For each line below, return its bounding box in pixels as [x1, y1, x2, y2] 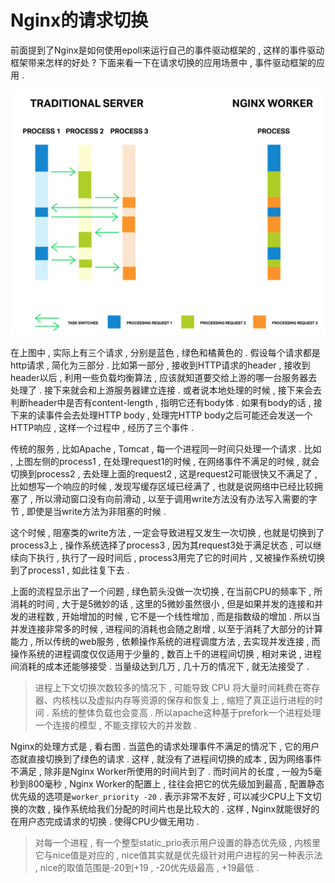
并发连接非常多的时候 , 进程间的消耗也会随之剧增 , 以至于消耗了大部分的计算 [10, 623, 323, 635]
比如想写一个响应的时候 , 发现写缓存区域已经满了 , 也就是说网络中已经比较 [10, 481, 315, 493]
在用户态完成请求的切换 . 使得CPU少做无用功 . [10, 816, 200, 828]
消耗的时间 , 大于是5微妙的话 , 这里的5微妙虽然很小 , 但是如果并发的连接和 [10, 598, 315, 610]
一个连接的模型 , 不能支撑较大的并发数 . [34, 719, 197, 731]
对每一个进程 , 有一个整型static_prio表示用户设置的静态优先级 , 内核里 [34, 837, 322, 849]
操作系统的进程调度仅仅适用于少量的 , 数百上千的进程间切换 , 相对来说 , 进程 [10, 648, 322, 660]
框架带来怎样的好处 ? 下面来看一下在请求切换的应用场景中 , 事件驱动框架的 [10, 56, 317, 68]
